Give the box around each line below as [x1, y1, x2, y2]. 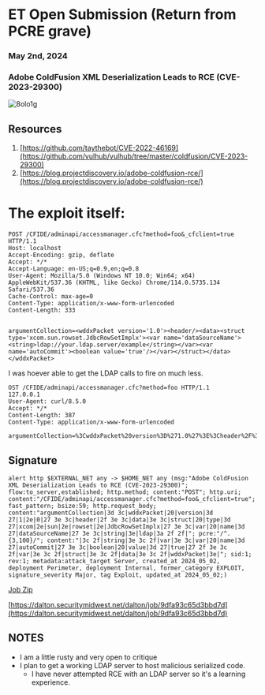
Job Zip [8, 585, 33, 594]
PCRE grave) [8, 22, 92, 40]
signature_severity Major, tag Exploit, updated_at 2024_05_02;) [8, 570, 227, 579]
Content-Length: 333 [8, 306, 77, 315]
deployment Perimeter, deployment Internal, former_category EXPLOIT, [8, 564, 245, 572]
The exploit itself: [8, 204, 125, 222]
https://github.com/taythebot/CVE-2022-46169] [22, 144, 179, 153]
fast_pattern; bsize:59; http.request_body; [8, 502, 157, 510]
